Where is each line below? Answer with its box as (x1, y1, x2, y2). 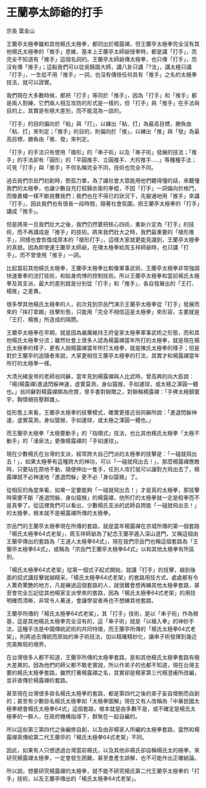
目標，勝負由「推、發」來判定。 (11, 135, 93, 142)
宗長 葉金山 (6, 27, 35, 34)
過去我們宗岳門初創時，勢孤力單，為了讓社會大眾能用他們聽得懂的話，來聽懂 (6, 176, 200, 184)
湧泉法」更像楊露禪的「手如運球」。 (32, 437, 122, 444)
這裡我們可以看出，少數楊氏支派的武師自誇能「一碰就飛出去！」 (38, 501, 200, 509)
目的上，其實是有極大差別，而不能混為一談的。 (6, 107, 124, 114)
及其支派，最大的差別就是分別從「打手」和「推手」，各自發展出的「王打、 (11, 279, 197, 287)
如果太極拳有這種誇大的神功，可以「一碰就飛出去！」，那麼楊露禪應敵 (25, 458, 200, 465)
